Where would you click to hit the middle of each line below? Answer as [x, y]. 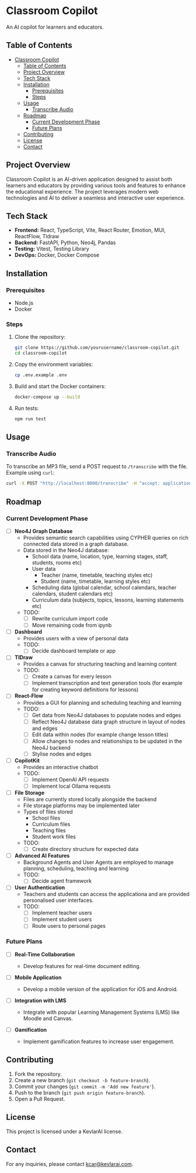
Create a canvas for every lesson [72, 677]
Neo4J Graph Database [43, 531]
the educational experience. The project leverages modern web [83, 191]
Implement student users [62, 920]
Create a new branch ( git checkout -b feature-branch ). [82, 1080]
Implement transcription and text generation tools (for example [107, 683]
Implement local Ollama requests [71, 786]
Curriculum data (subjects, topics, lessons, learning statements [108, 600]
